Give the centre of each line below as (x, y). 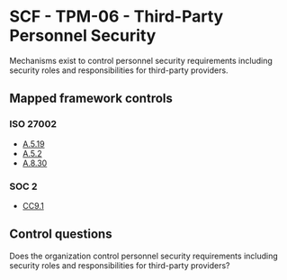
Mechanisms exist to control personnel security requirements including (141, 60)
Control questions (61, 235)
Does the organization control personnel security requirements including (144, 256)
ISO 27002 (33, 124)
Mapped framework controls (91, 99)
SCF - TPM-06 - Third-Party (117, 17)
